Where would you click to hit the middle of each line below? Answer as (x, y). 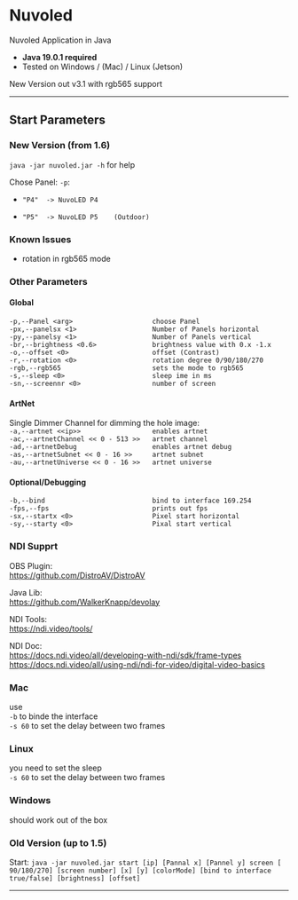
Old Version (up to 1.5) (58, 842)
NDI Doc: (26, 645)
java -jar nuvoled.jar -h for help (72, 164)
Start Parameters (58, 120)
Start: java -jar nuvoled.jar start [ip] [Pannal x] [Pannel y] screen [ (145, 862)
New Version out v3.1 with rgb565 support (86, 83)
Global (21, 303)
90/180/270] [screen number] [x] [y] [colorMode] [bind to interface (141, 871)
